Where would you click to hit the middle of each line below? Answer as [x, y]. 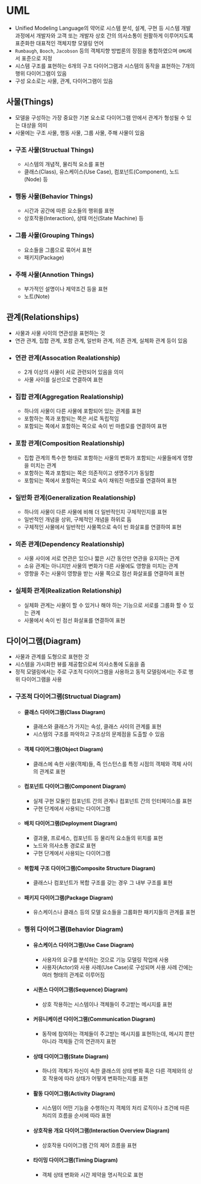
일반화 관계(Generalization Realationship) [76, 498]
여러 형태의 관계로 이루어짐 [73, 975]
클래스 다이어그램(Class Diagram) [65, 712]
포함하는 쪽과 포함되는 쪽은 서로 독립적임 [71, 418]
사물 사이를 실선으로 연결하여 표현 [63, 380]
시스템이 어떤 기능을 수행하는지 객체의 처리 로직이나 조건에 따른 [116, 1108]
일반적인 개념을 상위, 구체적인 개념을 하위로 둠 [78, 519]
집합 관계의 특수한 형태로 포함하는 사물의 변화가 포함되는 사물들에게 [103, 458]
